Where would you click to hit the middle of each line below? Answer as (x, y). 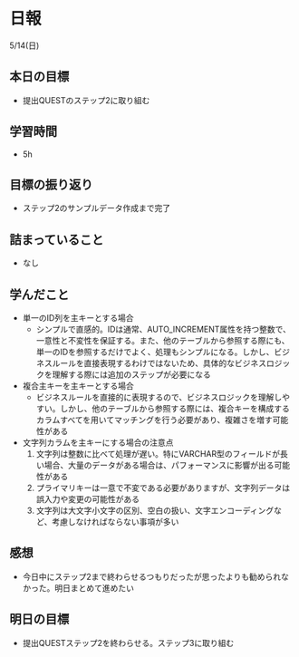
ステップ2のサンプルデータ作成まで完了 (96, 208)
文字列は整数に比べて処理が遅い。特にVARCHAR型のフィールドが (158, 454)
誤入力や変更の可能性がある (88, 499)
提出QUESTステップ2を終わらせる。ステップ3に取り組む (128, 643)
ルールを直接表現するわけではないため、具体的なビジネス (159, 363)
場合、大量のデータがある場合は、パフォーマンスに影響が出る (159, 465)
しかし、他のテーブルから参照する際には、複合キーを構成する (175, 408)
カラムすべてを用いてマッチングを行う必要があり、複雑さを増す (154, 420)
